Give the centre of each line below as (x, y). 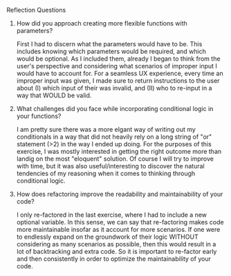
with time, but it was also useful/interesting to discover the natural (110, 166)
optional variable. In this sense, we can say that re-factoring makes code (120, 222)
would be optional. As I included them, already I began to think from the (118, 59)
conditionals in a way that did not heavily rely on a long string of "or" (114, 137)
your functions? (39, 116)
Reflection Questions (36, 10)
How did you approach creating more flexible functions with (102, 23)
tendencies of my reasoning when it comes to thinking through (106, 173)
